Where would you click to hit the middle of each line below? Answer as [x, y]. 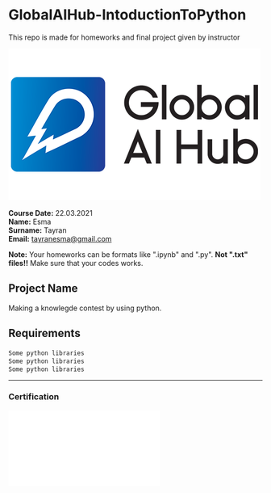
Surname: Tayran [38, 230]
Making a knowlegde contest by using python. [85, 308]
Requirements [44, 333]
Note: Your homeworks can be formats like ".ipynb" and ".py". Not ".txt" [128, 254]
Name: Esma [30, 221]
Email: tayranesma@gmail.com [60, 238]
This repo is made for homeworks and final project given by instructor [124, 37]
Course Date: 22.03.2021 [50, 213]
